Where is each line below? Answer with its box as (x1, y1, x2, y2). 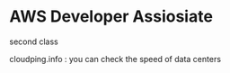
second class (9, 36, 58, 47)
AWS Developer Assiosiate (9, 6, 214, 27)
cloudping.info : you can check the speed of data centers (9, 53, 222, 64)
